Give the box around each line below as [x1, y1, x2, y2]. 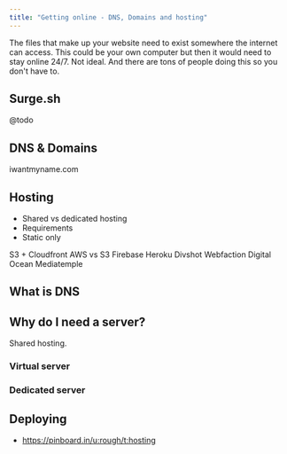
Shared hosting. [9, 338, 67, 348]
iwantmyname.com [9, 164, 79, 175]
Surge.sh [9, 91, 61, 106]
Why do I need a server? [9, 314, 146, 329]
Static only [21, 232, 62, 243]
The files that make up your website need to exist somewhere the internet [9, 37, 278, 48]
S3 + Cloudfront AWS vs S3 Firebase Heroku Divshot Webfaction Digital [9, 249, 272, 260]
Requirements [21, 223, 74, 233]
